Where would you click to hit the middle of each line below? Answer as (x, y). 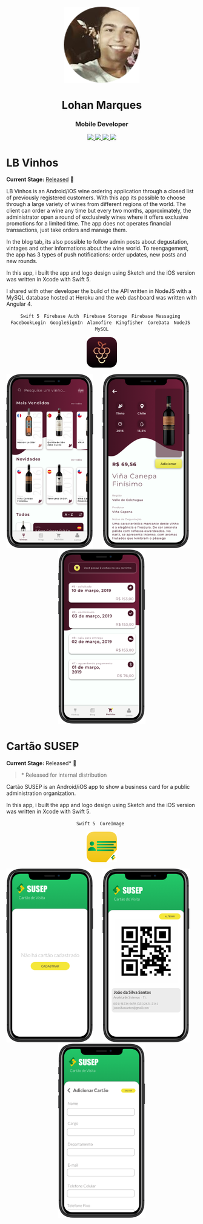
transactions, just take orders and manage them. (67, 230)
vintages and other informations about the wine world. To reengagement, (98, 248)
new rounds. (22, 261)
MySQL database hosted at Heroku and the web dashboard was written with (101, 298)
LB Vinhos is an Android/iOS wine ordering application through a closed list (100, 191)
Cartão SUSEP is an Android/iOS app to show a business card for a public (98, 786)
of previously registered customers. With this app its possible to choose (96, 198)
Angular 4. (19, 304)
